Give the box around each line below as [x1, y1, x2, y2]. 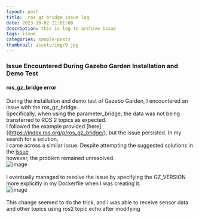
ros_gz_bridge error [6, 84, 57, 91]
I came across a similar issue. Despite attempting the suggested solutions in [6, 142, 193, 149]
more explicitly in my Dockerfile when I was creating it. [6, 180, 141, 187]
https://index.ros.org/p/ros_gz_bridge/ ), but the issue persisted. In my [10, 129, 182, 136]
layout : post [6, 8, 39, 15]
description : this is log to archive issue [6, 25, 117, 32]
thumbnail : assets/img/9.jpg [6, 42, 79, 48]
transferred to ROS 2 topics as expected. [6, 116, 107, 123]
